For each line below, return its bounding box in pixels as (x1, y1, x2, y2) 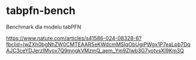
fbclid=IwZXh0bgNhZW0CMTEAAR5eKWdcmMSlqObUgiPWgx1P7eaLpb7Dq (6, 41, 191, 48)
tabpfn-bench (6, 4, 76, 17)
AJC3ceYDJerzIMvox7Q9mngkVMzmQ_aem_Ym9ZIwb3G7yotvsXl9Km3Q (6, 47, 184, 54)
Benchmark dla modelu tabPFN (6, 23, 81, 30)
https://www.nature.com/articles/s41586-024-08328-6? (6, 34, 142, 41)
